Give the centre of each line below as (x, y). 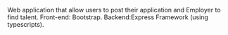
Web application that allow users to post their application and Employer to (114, 10)
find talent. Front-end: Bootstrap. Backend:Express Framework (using (108, 17)
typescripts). (26, 24)
